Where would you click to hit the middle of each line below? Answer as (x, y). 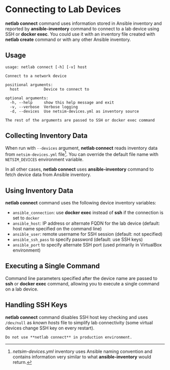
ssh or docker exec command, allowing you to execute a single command (82, 283)
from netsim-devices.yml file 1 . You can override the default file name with (82, 154)
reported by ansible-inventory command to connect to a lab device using (82, 28)
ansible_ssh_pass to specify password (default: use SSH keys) (78, 239)
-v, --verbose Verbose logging (44, 107)
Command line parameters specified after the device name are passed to (81, 278)
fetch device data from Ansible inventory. (48, 175)
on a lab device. (22, 289)
